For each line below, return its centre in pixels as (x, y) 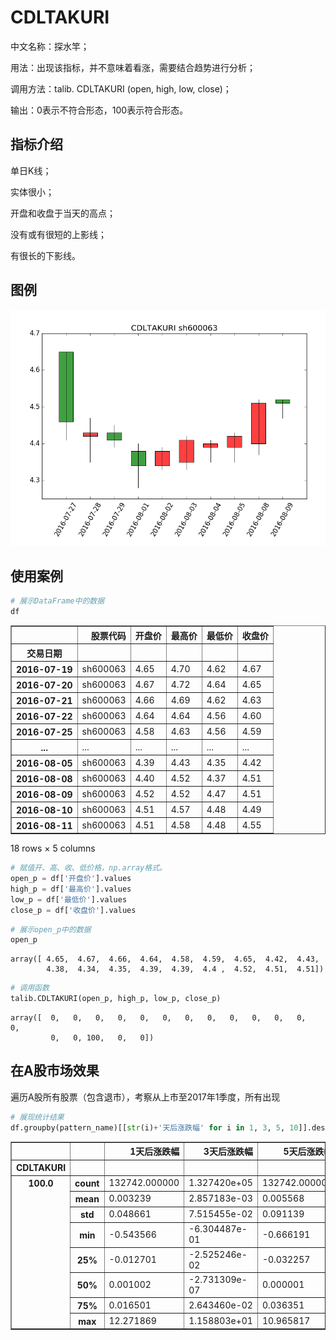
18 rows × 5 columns (53, 848)
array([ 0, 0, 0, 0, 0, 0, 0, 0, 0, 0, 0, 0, (158, 1018)
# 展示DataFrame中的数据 (57, 601)
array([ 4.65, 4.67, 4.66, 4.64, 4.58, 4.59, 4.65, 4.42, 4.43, (165, 959)
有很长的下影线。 (45, 255)
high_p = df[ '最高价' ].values (71, 889)
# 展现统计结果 (37, 1117)
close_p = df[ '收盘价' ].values (73, 910)
